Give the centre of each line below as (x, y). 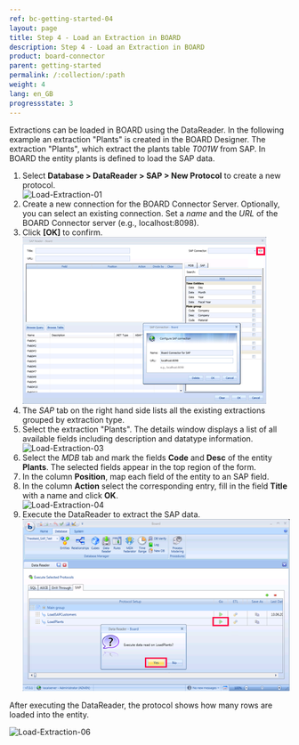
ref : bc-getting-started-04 (61, 19)
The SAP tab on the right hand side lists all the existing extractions (143, 410)
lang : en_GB (31, 93)
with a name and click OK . (70, 495)
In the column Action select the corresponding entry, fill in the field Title (154, 486)
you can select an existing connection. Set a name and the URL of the (150, 213)
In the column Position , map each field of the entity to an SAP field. (145, 476)
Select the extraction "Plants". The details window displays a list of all (149, 429)
